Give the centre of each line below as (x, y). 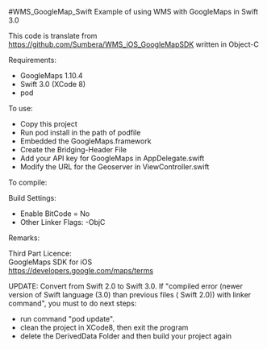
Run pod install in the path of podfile (80, 133)
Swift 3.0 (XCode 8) (53, 84)
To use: (21, 108)
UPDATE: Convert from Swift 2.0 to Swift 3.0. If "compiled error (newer (126, 286)
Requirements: (32, 60)
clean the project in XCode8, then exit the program (104, 327)
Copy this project (49, 124)
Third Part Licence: (40, 253)
